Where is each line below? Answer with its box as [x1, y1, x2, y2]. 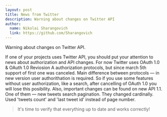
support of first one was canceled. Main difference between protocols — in [5, 70, 160, 75]
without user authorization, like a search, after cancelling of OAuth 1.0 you [5, 80, 157, 86]
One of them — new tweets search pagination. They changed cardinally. [5, 91, 154, 97]
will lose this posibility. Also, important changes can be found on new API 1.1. [5, 86, 163, 91]
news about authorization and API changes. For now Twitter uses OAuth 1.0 [5, 59, 160, 65]
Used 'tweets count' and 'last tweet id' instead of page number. [5, 96, 136, 102]
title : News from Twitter [5, 12, 59, 17]
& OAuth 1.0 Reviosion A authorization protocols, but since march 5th [5, 64, 147, 70]
